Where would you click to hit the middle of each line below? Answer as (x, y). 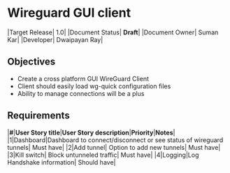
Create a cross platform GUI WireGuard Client (83, 78)
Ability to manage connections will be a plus (81, 93)
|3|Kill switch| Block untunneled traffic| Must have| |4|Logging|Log (103, 155)
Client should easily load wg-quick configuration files (94, 86)
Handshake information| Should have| (62, 162)
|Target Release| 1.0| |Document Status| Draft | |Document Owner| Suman (113, 32)
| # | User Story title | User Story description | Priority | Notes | (91, 132)
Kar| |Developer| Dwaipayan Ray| (55, 39)
